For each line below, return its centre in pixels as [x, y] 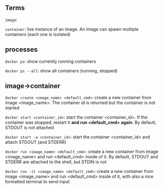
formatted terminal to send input [37, 182]
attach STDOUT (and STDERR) [36, 142]
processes [21, 50]
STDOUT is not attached [30, 128]
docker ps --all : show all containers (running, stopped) [61, 70]
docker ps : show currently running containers [51, 61]
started [12, 108]
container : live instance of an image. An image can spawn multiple [72, 29]
